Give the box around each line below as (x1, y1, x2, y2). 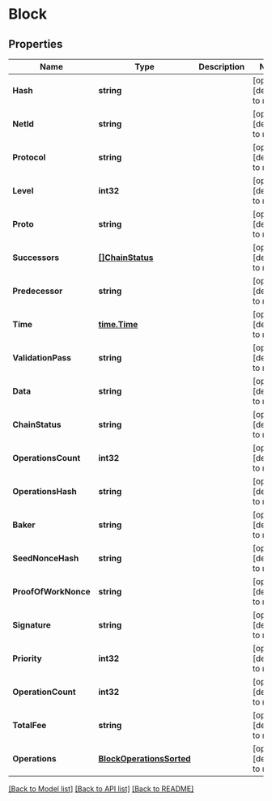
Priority (12, 653, 42, 664)
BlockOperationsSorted (98, 753, 192, 764)
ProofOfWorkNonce (12, 586, 91, 597)
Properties (8, 37, 63, 51)
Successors (12, 252, 60, 263)
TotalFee (12, 720, 47, 731)
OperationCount (12, 686, 76, 697)
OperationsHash (12, 486, 77, 496)
